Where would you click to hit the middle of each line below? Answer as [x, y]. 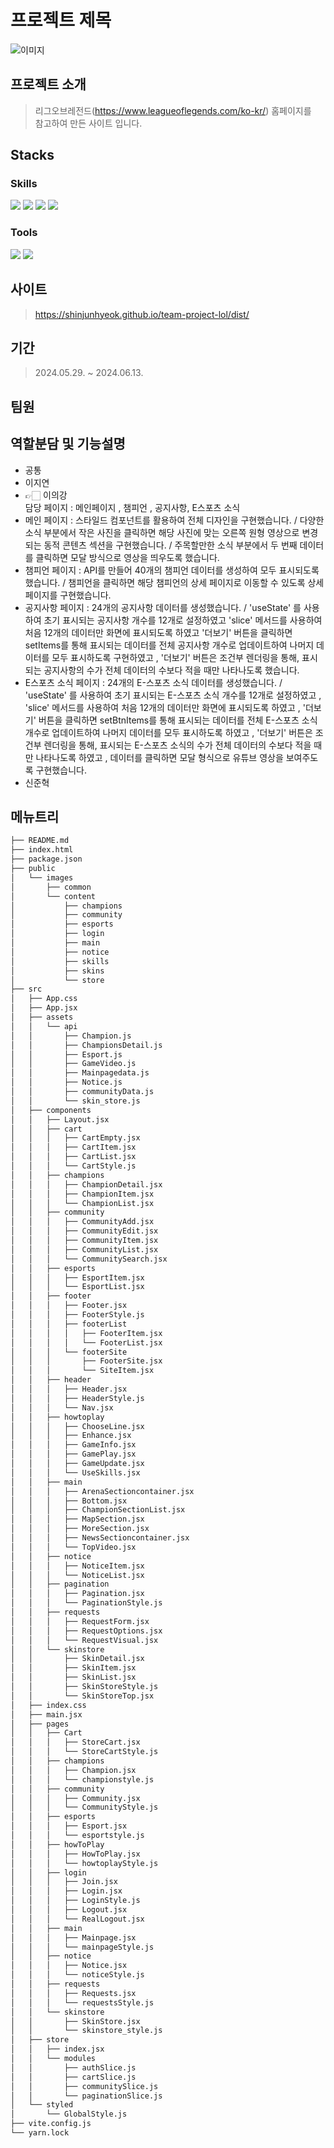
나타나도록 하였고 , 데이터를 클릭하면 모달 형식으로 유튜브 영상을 [159, 757]
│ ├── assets [42, 1017]
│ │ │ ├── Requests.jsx [73, 1993]
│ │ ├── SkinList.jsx [73, 1677]
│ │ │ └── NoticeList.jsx [77, 1575]
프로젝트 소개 [48, 84]
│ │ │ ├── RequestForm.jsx [80, 1621]
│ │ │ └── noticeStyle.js [77, 1975]
